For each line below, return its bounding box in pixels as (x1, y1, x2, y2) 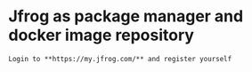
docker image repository (8, 25, 195, 45)
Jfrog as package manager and (8, 6, 244, 27)
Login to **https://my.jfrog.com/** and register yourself (8, 54, 232, 63)
